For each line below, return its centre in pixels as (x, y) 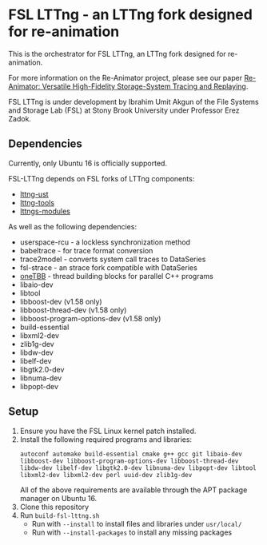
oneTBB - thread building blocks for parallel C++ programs (116, 276)
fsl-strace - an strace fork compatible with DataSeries (108, 267)
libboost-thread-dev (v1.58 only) (73, 310)
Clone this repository (54, 507)
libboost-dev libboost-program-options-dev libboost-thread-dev (129, 461)
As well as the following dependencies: (73, 226)
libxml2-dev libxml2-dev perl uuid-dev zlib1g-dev (106, 475)
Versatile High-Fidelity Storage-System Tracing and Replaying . (145, 86)
